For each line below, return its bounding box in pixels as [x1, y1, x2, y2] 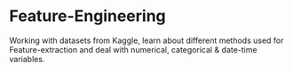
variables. [9, 53, 45, 64]
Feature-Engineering [9, 6, 166, 26]
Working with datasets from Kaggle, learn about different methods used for [9, 35, 284, 46]
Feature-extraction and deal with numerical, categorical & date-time [9, 44, 257, 54]
